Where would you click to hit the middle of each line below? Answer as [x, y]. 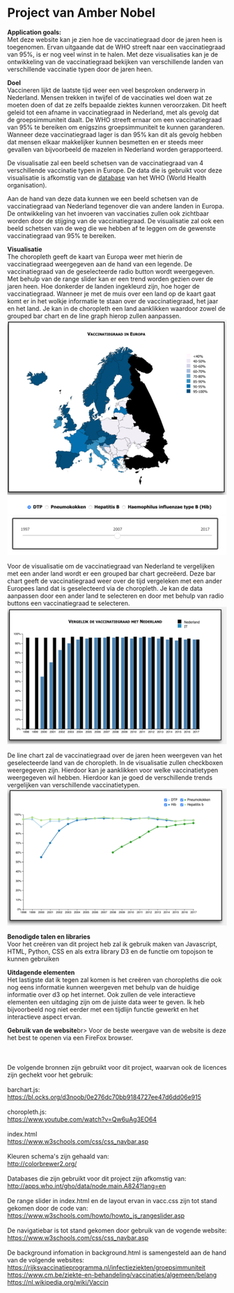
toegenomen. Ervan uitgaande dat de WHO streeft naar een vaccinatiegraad [116, 47]
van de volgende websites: [46, 1260]
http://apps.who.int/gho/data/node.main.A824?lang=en [87, 1186]
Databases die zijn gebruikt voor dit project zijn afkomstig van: [97, 1179]
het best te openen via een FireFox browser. [70, 1038]
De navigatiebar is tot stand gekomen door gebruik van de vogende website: [117, 1231]
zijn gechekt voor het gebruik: [50, 1075]
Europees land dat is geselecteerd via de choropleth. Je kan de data [105, 589]
